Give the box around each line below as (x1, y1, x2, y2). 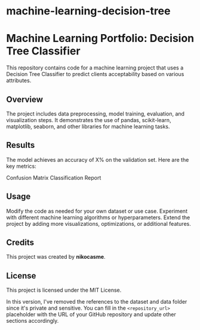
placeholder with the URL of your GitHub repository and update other (6, 311, 176, 318)
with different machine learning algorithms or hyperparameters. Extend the (6, 214, 190, 221)
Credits (6, 237, 35, 247)
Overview (6, 94, 44, 104)
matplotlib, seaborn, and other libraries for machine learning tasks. (6, 123, 170, 130)
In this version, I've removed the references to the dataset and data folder (6, 298, 187, 305)
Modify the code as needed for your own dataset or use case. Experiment (6, 207, 188, 214)
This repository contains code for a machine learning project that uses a (6, 64, 184, 71)
